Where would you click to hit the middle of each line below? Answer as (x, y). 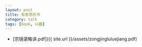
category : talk (21, 19)
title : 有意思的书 (23, 15)
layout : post (19, 10)
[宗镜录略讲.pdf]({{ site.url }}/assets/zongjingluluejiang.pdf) (75, 39)
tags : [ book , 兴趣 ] (25, 24)
